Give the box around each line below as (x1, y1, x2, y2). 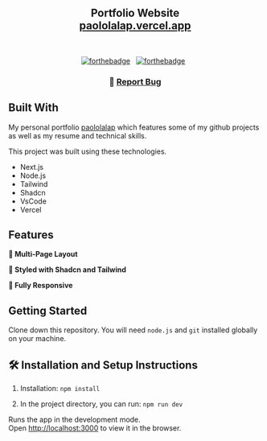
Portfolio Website (90, 6, 180, 20)
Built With (8, 101, 59, 115)
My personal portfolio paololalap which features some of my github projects (8, 122, 260, 132)
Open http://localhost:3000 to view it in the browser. (8, 422, 182, 433)
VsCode (19, 196, 47, 206)
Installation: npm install (19, 383, 101, 393)
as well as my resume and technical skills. (8, 130, 147, 140)
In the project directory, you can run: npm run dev (19, 398, 183, 409)
